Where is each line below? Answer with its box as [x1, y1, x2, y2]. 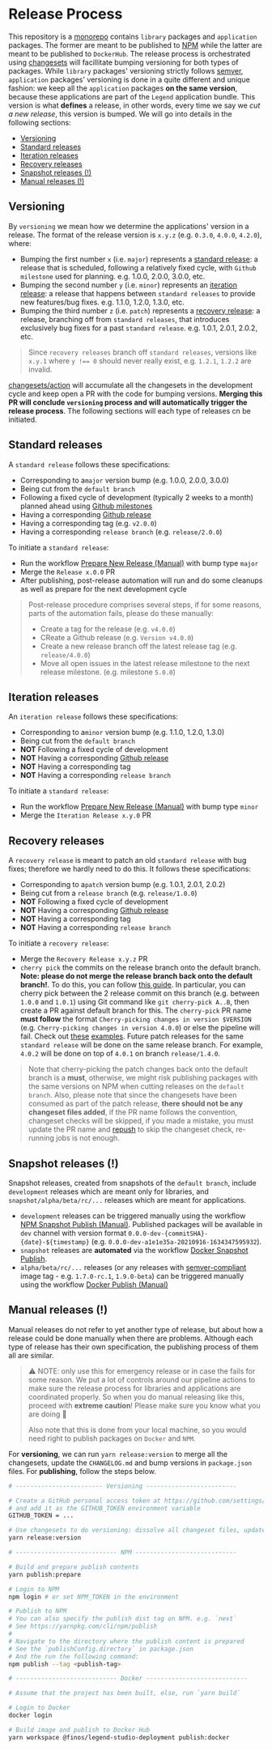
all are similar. [8, 1350, 54, 1360]
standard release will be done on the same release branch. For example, [19, 1040, 263, 1050]
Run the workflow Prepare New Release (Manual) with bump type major [19, 558, 259, 567]
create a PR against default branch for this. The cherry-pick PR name [19, 1005, 252, 1016]
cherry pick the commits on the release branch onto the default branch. [19, 962, 261, 972]
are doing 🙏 [28, 1409, 67, 1419]
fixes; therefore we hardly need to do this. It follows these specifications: [8, 864, 251, 874]
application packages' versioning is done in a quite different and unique [8, 74, 251, 84]
